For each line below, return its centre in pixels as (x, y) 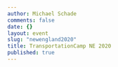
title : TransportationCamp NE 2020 (59, 46)
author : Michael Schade (42, 14)
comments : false (31, 20)
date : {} (20, 27)
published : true (31, 53)
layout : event (28, 33)
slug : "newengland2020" (42, 40)
